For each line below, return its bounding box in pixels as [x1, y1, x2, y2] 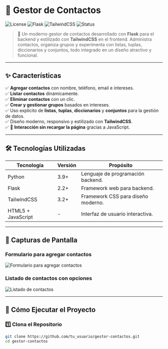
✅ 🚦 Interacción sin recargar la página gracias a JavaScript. [5, 124, 130, 130]
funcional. [17, 52, 38, 58]
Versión [57, 162, 76, 169]
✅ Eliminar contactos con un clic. [5, 96, 75, 102]
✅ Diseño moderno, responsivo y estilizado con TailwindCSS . [5, 118, 132, 125]
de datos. [5, 113, 25, 119]
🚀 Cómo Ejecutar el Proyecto [5, 305, 96, 314]
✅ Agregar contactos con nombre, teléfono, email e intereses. [5, 85, 134, 91]
